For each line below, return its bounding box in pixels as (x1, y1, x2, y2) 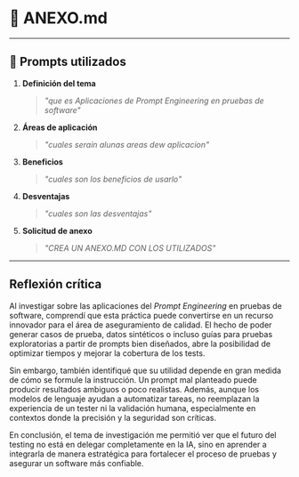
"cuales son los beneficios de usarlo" (44, 174, 182, 184)
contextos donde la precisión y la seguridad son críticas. (9, 412, 217, 423)
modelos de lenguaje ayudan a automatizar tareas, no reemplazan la (9, 393, 260, 404)
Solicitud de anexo (21, 225, 93, 236)
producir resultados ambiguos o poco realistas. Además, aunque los (9, 384, 260, 394)
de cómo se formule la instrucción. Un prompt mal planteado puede (9, 374, 258, 385)
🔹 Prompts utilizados (9, 54, 126, 69)
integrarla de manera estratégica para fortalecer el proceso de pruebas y (9, 449, 278, 459)
